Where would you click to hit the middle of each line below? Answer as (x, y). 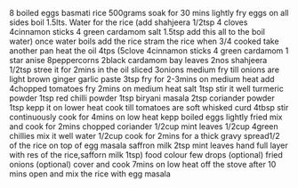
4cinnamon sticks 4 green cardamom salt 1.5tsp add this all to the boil (137, 32)
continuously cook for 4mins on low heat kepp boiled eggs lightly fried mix (146, 117)
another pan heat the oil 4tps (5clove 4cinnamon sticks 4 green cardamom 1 (149, 51)
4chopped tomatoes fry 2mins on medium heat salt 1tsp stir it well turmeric (147, 89)
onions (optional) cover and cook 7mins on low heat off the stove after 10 (143, 164)
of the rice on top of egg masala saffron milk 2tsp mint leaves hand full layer (149, 145)
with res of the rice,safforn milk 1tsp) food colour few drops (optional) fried (146, 155)
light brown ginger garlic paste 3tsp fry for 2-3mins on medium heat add (142, 79)
